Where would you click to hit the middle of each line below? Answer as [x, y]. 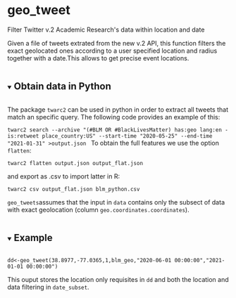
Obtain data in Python [62, 86]
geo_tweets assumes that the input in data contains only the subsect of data [116, 202]
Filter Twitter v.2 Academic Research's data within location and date [106, 30]
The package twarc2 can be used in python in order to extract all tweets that [118, 109]
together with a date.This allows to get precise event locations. [98, 58]
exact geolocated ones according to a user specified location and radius [112, 51]
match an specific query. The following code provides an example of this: [114, 117]
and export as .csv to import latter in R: [64, 176]
